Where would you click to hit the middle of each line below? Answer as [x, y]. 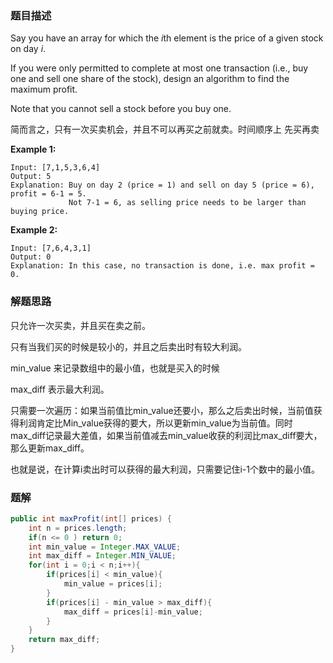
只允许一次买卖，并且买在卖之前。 [80, 325]
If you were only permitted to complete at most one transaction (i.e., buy [159, 68]
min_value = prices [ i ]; [113, 584]
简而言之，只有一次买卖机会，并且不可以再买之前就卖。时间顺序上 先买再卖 [165, 129]
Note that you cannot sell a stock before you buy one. [121, 109]
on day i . [28, 49]
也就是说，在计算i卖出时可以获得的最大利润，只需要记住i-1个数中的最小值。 [165, 469]
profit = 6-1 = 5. [48, 194]
